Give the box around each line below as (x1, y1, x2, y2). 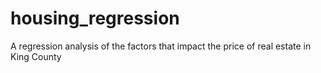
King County (10, 50, 62, 62)
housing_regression (10, 7, 180, 30)
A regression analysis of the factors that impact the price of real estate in (10, 40, 312, 52)
